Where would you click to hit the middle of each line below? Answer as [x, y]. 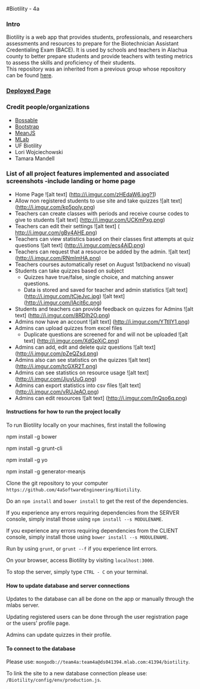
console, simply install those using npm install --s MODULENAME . [84, 519]
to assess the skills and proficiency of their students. [71, 63]
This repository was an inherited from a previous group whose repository [96, 69]
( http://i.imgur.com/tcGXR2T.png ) [56, 366]
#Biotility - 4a [23, 9]
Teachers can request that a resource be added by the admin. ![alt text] [103, 252]
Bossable [26, 120]
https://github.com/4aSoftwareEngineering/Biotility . [74, 489]
